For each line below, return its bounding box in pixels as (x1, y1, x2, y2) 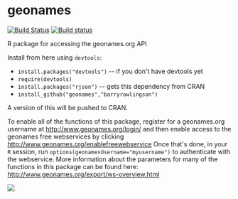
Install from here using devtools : (7, 53, 102, 62)
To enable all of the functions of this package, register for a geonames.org (7, 117, 225, 126)
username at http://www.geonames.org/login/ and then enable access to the (7, 124, 232, 133)
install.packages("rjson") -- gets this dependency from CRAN (17, 82, 205, 90)
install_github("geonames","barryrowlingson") (17, 91, 158, 98)
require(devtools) (17, 75, 72, 83)
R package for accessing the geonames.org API (7, 39, 147, 48)
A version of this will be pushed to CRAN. (7, 103, 128, 112)
